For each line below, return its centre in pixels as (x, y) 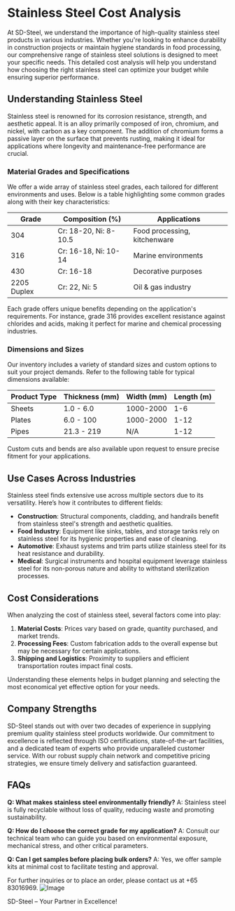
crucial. (18, 153)
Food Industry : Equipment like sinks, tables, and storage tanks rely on (118, 531)
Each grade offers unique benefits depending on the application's (102, 309)
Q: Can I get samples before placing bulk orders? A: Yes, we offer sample (114, 859)
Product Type (34, 397)
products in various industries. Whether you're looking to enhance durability (117, 39)
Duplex (22, 291)
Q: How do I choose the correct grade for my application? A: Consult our (114, 830)
